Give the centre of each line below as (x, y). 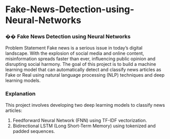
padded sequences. (34, 131)
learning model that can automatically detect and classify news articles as (83, 69)
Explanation (20, 94)
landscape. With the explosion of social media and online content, (75, 53)
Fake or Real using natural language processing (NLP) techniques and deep (85, 75)
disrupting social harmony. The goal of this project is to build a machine (81, 64)
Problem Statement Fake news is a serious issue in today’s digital (74, 48)
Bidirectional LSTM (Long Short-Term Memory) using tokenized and (84, 126)
